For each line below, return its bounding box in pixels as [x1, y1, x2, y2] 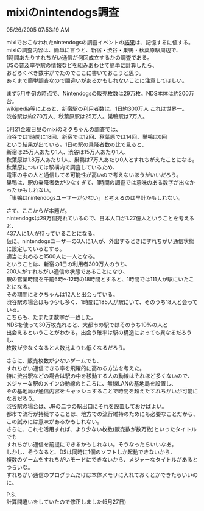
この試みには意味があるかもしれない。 [6, 418, 102, 425]
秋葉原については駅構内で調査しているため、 [6, 163, 118, 171]
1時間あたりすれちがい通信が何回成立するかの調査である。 [6, 54, 153, 61]
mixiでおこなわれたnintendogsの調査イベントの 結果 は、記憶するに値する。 [6, 38, 194, 46]
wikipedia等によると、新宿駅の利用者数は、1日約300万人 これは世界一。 [6, 105, 188, 112]
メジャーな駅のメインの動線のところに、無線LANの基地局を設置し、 [6, 379, 177, 387]
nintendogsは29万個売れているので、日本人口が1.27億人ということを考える [6, 214, 195, 222]
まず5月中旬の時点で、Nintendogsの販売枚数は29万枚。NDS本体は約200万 [6, 90, 194, 97]
